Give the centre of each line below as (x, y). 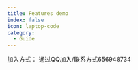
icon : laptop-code (33, 26)
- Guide (24, 39)
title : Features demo (38, 13)
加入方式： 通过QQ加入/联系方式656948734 (69, 60)
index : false (26, 20)
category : (21, 33)
